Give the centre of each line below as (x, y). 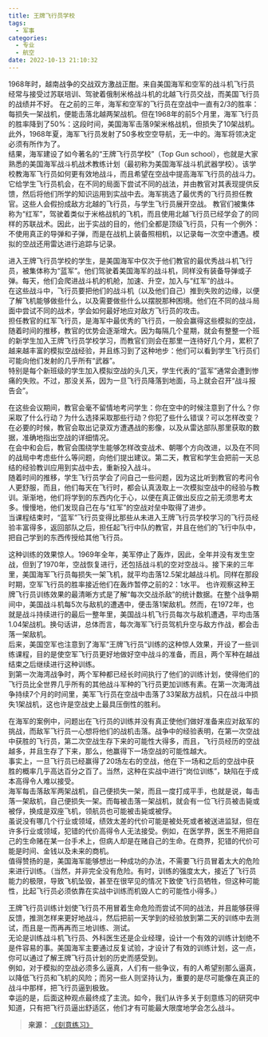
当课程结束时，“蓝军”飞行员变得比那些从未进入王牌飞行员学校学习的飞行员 (130, 517)
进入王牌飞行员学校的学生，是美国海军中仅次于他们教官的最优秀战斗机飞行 (130, 260)
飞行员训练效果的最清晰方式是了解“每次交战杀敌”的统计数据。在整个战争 (134, 594)
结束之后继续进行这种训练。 (54, 664)
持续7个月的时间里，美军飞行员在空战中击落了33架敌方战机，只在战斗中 (133, 694)
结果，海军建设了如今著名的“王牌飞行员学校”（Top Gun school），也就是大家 (133, 153)
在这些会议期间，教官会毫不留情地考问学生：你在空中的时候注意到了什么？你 (134, 407)
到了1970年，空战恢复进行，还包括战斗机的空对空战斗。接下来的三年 (142, 564)
